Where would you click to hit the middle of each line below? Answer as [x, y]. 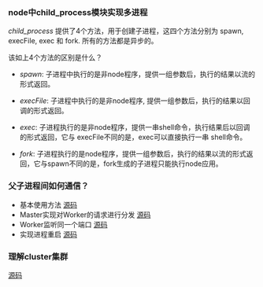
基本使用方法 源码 [48, 204]
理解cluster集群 [38, 256]
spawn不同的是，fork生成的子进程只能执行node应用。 [135, 164]
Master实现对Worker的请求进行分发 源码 [85, 215]
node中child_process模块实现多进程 [78, 12]
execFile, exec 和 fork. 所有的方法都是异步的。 [83, 41]
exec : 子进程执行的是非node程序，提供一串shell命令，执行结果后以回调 [135, 127]
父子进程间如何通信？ [48, 186]
